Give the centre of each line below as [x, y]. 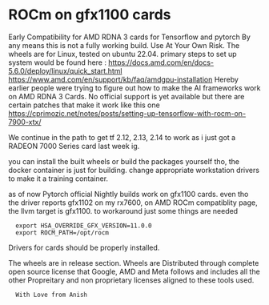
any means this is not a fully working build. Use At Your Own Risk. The [124, 45]
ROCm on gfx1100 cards [90, 15]
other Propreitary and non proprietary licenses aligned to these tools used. [131, 280]
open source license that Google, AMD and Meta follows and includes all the [134, 271]
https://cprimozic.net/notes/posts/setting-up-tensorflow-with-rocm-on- [127, 113]
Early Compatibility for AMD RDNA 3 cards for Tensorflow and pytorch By [129, 37]
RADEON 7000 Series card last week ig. [74, 146]
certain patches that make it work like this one [84, 105]
